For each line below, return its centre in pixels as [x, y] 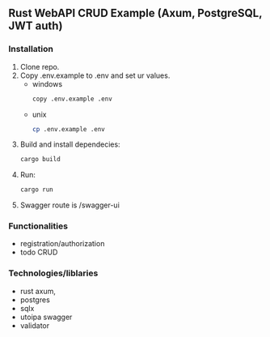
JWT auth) [36, 26]
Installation [31, 49]
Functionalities [38, 226]
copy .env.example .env [72, 99]
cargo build [40, 160]
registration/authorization [62, 244]
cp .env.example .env [68, 129]
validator [35, 325]
